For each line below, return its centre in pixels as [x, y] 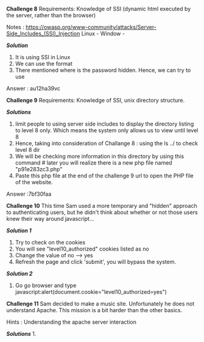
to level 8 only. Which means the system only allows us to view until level [107, 130]
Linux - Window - [103, 34]
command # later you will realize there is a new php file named [93, 163]
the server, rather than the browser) [51, 15]
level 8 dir [27, 150]
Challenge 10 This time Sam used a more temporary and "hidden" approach [102, 206]
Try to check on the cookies [50, 242]
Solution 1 [19, 230]
